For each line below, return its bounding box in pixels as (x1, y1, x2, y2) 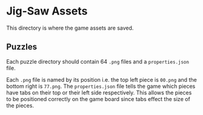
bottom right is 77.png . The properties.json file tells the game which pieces (6, 82, 196, 90)
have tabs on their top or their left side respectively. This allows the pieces (6, 89, 192, 96)
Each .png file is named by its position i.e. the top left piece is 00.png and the (6, 76, 197, 83)
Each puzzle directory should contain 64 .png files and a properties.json (6, 57, 190, 65)
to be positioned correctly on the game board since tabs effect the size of (6, 95, 191, 102)
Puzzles (6, 42, 38, 52)
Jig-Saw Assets (6, 4, 88, 18)
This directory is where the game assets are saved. (6, 24, 134, 31)
